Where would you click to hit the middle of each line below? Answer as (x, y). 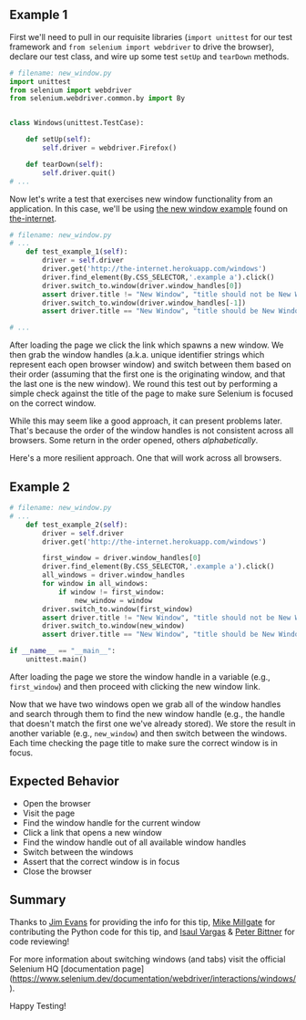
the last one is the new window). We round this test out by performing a (143, 384)
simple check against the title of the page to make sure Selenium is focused (152, 394)
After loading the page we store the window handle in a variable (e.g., (140, 677)
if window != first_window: (112, 592)
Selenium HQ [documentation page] (77, 968)
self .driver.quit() (79, 172)
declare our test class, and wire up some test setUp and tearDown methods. (149, 56)
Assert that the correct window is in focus (101, 861)
